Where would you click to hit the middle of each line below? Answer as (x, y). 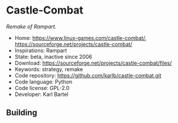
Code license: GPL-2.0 (42, 88)
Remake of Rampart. (31, 26)
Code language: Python (43, 82)
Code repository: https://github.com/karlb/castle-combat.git (88, 75)
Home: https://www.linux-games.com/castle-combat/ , (80, 38)
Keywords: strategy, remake (49, 69)
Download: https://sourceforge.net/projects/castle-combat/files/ (93, 63)
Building (22, 113)
